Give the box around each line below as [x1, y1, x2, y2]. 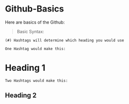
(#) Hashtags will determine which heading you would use [5, 38, 124, 43]
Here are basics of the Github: [5, 19, 65, 25]
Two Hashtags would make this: [5, 78, 68, 83]
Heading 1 [5, 63, 46, 73]
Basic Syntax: [16, 28, 44, 34]
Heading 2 [5, 91, 37, 100]
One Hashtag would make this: [5, 46, 66, 51]
